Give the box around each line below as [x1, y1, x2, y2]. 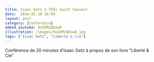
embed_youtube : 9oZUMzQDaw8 [5, 25, 62, 30]
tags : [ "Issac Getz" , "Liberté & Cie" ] [5, 34, 86, 39]
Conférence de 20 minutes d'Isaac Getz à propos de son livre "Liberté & [5, 47, 150, 53]
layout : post [5, 16, 32, 21]
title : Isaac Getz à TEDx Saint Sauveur [5, 7, 88, 12]
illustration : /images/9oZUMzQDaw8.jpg [5, 30, 86, 34]
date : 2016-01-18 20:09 [5, 12, 55, 16]
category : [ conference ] [5, 20, 53, 26]
